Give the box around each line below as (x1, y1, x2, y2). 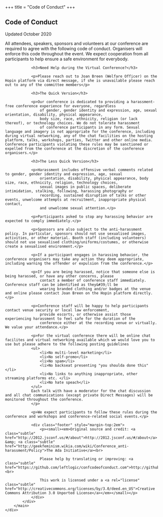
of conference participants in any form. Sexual (39, 125, 140, 130)
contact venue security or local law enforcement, (5, 308, 110, 312)
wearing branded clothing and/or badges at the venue (39, 286, 151, 291)
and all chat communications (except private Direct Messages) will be (5, 393, 153, 397)
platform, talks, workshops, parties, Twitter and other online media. (5, 138, 153, 142)
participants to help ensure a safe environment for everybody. (5, 56, 129, 62)
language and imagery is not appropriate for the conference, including (5, 129, 155, 134)
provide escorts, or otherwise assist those (39, 312, 131, 317)
